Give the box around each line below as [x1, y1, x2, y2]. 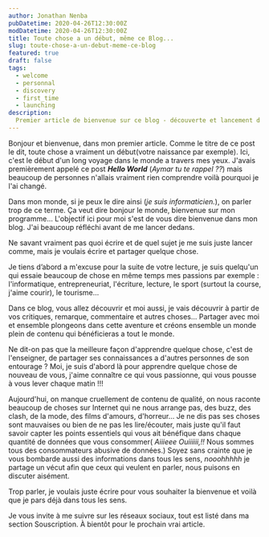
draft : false [8, 57, 52, 65]
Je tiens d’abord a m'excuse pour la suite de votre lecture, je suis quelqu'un [8, 262, 259, 272]
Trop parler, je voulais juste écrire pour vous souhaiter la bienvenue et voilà [8, 486, 257, 496]
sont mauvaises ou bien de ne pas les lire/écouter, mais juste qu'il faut [8, 420, 241, 429]
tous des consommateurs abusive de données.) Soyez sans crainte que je [8, 445, 253, 455]
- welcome [15, 72, 48, 80]
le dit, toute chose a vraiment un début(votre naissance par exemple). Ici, [8, 146, 251, 157]
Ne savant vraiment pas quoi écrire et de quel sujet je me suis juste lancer [8, 238, 253, 248]
